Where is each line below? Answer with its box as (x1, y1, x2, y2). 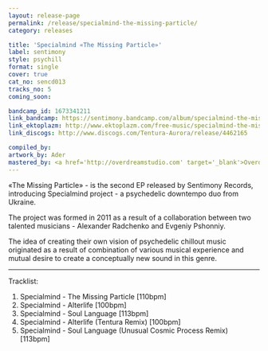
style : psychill (8, 56, 62, 64)
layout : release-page (8, 11, 81, 20)
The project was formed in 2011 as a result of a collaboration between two (8, 213, 251, 222)
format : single (8, 63, 59, 72)
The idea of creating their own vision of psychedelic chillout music (8, 236, 227, 246)
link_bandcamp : (8, 115, 59, 123)
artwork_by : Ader (8, 150, 66, 159)
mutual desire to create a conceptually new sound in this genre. (8, 253, 218, 263)
